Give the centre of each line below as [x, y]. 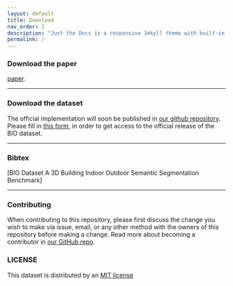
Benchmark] [25, 180]
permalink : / [26, 40]
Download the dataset [45, 103]
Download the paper [42, 64]
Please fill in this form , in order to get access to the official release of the [111, 126]
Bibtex [18, 158]
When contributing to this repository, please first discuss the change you [111, 220]
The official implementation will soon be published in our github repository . [114, 118]
